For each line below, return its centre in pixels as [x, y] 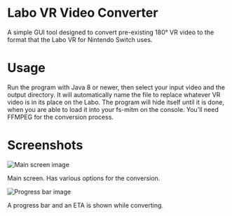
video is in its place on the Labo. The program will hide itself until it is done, [116, 102]
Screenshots [45, 145]
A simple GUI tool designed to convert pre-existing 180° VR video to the [111, 32]
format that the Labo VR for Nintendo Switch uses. [80, 39]
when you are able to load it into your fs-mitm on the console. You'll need [113, 109]
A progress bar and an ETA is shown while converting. [85, 205]
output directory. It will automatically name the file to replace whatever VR [114, 94]
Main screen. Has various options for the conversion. [84, 178]
